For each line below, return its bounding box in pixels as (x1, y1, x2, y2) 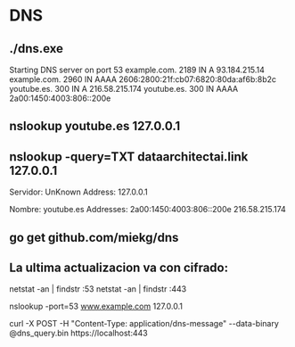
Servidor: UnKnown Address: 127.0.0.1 (9, 186, 149, 197)
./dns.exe (9, 41, 64, 56)
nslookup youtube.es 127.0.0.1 (9, 119, 181, 134)
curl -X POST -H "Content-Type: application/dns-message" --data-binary (9, 318, 279, 329)
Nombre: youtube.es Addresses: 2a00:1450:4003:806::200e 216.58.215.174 (9, 204, 287, 215)
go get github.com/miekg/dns (9, 229, 179, 245)
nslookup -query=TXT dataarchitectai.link (9, 149, 249, 164)
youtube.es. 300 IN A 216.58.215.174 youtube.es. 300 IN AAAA (9, 84, 239, 94)
